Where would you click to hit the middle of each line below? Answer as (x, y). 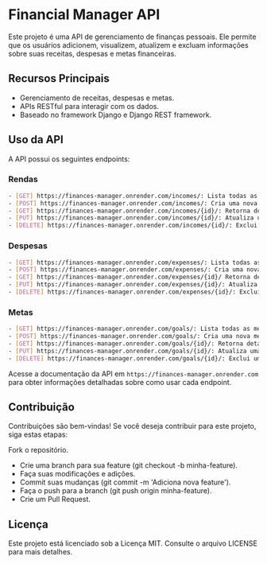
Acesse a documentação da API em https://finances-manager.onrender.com (133, 373)
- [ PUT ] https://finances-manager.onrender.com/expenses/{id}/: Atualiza (133, 285)
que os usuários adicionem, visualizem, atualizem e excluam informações (128, 45)
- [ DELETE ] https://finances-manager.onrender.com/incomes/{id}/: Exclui (133, 226)
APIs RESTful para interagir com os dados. (89, 106)
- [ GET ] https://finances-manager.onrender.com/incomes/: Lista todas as (133, 196)
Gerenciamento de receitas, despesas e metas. (97, 98)
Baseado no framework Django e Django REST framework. (116, 115)
